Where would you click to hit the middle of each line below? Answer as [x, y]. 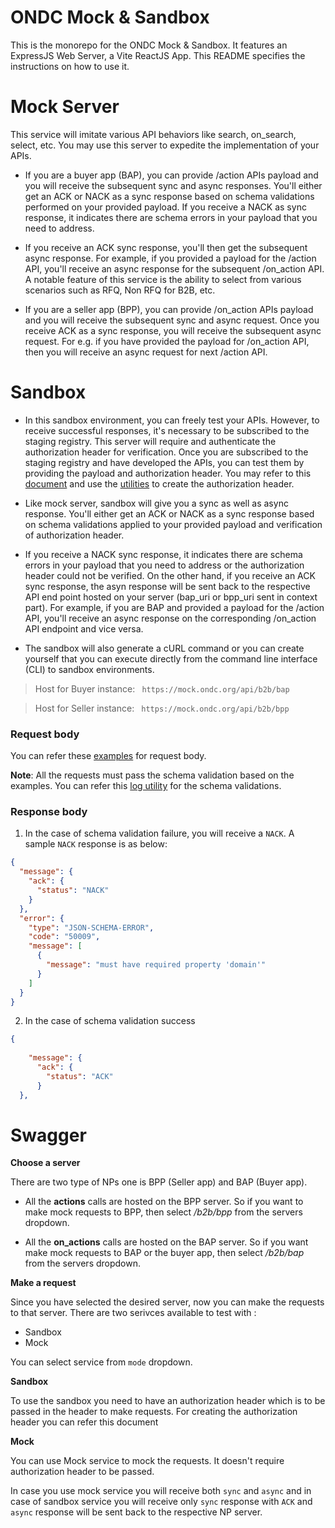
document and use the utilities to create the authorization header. [159, 483]
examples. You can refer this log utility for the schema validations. [146, 786]
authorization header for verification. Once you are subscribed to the [166, 452]
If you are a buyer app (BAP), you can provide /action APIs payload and [171, 175]
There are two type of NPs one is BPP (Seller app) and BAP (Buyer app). [159, 1182]
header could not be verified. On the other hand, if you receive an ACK [170, 575]
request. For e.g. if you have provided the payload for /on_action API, [167, 341]
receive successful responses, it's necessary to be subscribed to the [167, 430]
